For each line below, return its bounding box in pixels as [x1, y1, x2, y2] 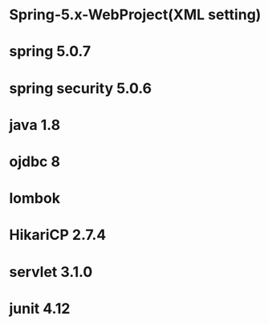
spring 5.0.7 [9, 43, 91, 61]
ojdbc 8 [9, 152, 61, 170]
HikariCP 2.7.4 [9, 226, 107, 244]
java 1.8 [9, 116, 61, 134]
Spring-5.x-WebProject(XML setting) [9, 6, 262, 24]
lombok [9, 189, 61, 208]
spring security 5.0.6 [9, 79, 152, 97]
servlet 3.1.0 [9, 262, 93, 281]
